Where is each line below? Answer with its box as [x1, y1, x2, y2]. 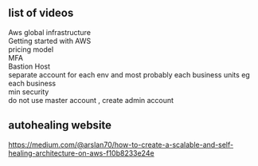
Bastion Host [8, 61, 50, 71]
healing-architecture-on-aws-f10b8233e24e [8, 148, 154, 158]
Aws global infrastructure [8, 27, 92, 37]
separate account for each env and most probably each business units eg [8, 69, 251, 79]
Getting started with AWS [8, 36, 92, 45]
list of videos [8, 6, 74, 20]
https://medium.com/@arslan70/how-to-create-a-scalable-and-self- [8, 140, 233, 149]
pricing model [8, 44, 54, 54]
